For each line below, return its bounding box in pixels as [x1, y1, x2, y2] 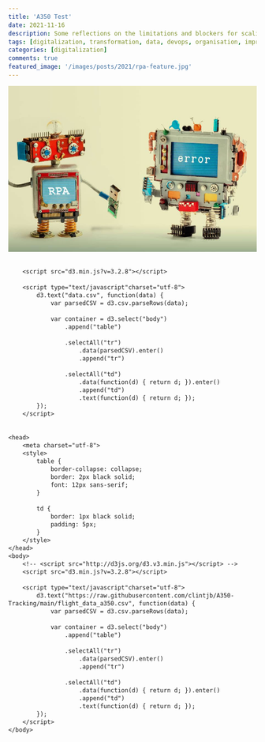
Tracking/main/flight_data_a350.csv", [8, 599, 136, 608]
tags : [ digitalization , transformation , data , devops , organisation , [8, 38, 242, 46]
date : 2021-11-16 [8, 21, 65, 29]
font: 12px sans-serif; [50, 480, 129, 489]
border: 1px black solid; [50, 512, 136, 521]
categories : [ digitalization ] [8, 46, 108, 55]
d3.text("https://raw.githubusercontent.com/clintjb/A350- [36, 591, 235, 600]
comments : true [8, 55, 58, 62]
